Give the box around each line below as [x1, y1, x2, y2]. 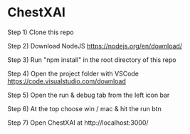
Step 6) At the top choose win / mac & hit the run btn [7, 104, 162, 113]
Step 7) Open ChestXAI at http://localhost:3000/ [7, 118, 149, 127]
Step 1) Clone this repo [7, 28, 74, 36]
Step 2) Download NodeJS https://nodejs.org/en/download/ [7, 41, 183, 50]
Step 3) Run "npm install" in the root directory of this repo [7, 55, 176, 64]
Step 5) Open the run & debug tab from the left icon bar [7, 91, 170, 99]
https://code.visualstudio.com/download [7, 76, 126, 86]
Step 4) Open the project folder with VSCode [7, 69, 139, 78]
